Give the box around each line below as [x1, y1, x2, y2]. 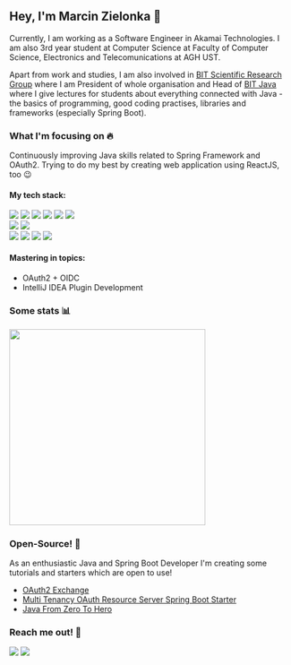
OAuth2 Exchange [21, 584, 90, 596]
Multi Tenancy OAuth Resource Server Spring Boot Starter [21, 594, 237, 605]
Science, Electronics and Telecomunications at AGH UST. [9, 51, 221, 63]
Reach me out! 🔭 [9, 626, 82, 639]
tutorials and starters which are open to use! [9, 567, 173, 578]
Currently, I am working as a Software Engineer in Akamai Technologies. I [9, 32, 280, 43]
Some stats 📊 [9, 305, 72, 317]
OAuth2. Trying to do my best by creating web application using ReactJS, [9, 160, 280, 170]
